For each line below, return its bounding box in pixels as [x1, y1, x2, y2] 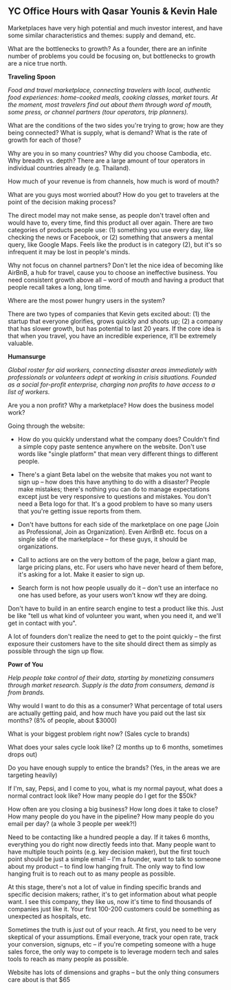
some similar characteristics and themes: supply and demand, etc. [8, 31, 196, 39]
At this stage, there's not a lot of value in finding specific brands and [8, 883, 201, 891]
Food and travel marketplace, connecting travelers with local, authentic [8, 85, 211, 94]
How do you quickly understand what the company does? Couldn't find [17, 435, 220, 443]
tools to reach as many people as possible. [8, 954, 129, 963]
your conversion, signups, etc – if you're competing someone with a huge [8, 940, 216, 948]
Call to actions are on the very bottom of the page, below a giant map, [17, 555, 216, 564]
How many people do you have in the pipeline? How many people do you [8, 812, 214, 821]
